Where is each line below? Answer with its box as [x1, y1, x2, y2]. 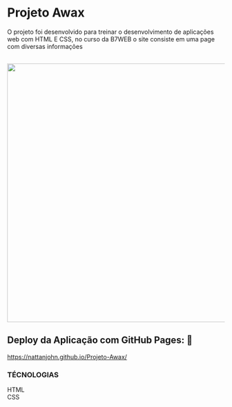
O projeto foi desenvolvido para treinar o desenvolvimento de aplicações [7, 28, 214, 36]
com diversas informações [7, 42, 83, 50]
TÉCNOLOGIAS [7, 370, 59, 379]
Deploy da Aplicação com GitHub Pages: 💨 [7, 335, 193, 346]
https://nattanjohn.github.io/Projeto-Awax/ [7, 353, 128, 361]
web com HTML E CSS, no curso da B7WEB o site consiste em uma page [7, 34, 215, 43]
